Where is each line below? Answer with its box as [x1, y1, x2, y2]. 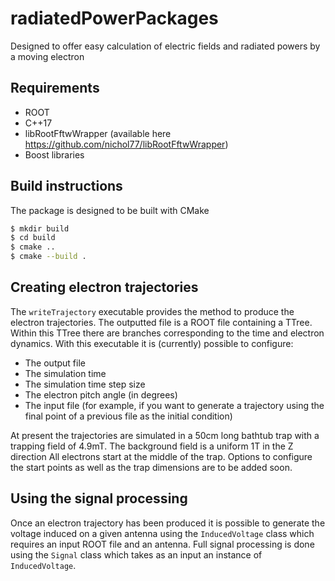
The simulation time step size [24, 378, 146, 390]
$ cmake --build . [10, 252, 87, 262]
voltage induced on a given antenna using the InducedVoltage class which [10, 527, 315, 539]
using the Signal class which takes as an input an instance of [10, 548, 263, 561]
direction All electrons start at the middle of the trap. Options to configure [10, 450, 313, 462]
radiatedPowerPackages [10, 7, 219, 30]
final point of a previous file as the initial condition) [24, 410, 233, 422]
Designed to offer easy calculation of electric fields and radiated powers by [10, 40, 321, 52]
